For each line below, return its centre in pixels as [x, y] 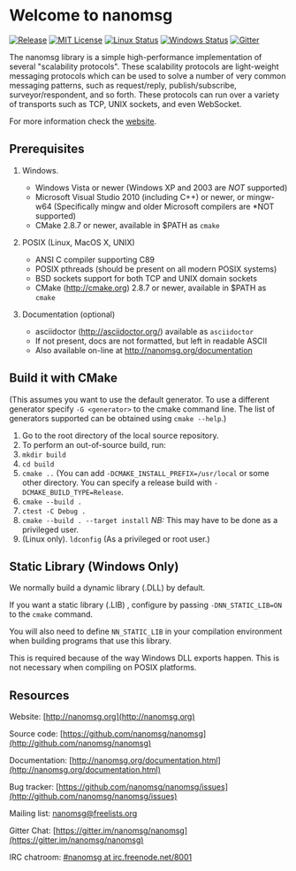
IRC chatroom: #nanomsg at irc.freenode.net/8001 [101, 857]
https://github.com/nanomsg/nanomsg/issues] [143, 787]
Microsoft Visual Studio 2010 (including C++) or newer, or [140, 197]
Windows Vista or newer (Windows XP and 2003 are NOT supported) [161, 188]
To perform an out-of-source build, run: [94, 444]
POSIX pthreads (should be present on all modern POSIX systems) [156, 269]
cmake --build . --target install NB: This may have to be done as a [150, 520]
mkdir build [44, 455]
